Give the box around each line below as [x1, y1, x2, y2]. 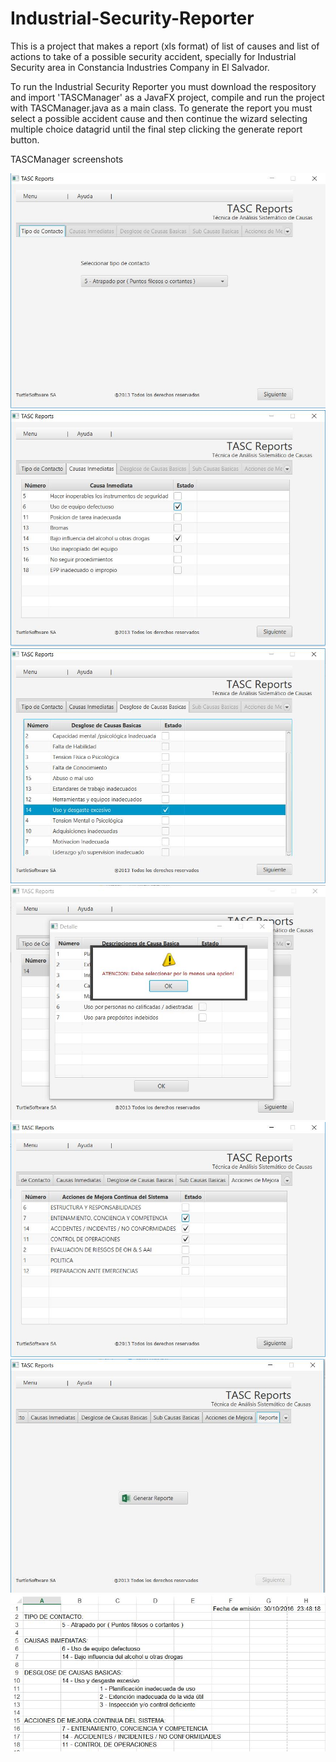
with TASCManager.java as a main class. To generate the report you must [10, 102, 313, 114]
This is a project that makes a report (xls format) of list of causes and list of [10, 40, 320, 52]
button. [10, 133, 40, 146]
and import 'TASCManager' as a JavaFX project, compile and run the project [10, 91, 325, 103]
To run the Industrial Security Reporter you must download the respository [10, 80, 317, 92]
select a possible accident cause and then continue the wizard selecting [10, 112, 308, 124]
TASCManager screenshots [10, 153, 124, 165]
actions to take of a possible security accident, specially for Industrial [10, 50, 297, 62]
